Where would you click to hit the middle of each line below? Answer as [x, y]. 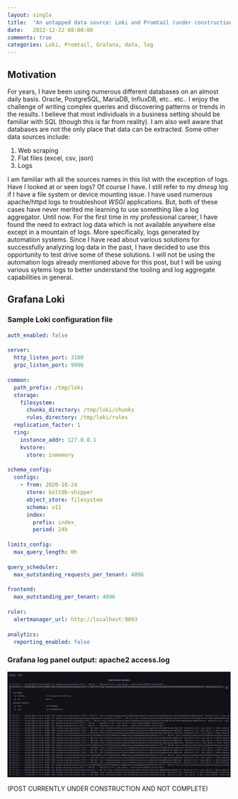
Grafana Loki [36, 300]
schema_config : [30, 470]
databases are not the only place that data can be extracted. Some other [113, 129]
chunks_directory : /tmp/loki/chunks [80, 410]
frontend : [22, 590]
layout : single [30, 15]
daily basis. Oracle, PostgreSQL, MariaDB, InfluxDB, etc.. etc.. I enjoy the [113, 99]
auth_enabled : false [38, 335]
